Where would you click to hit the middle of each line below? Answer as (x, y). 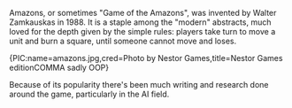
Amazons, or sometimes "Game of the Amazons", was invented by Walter (143, 13)
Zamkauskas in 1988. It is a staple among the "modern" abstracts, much (140, 22)
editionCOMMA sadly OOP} (59, 67)
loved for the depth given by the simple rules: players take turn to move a (142, 31)
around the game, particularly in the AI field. (89, 94)
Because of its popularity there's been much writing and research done (139, 85)
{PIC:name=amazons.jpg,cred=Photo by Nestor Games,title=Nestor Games (146, 58)
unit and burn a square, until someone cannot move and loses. (123, 41)
